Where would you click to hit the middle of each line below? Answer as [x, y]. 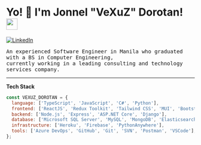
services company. [33, 69]
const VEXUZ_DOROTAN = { [37, 97]
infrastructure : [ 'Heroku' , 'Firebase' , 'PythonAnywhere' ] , [88, 125]
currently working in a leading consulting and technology [95, 63]
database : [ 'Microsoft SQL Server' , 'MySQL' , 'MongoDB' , [84, 120]
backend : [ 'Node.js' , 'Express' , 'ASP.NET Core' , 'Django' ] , [89, 114]
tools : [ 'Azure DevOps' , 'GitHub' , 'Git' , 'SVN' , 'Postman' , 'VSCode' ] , [104, 131]
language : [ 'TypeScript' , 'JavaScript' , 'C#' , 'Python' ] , [86, 103]
